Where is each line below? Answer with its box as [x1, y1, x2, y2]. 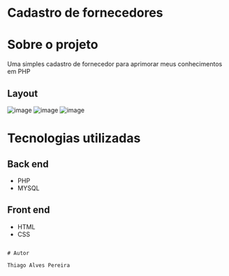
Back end [7, 158, 49, 170]
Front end [7, 204, 50, 216]
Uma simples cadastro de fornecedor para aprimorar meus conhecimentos [7, 60, 223, 68]
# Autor [7, 250, 30, 256]
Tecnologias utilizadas [7, 130, 141, 146]
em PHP [7, 68, 31, 76]
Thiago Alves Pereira [7, 261, 71, 269]
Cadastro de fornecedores [7, 5, 163, 21]
